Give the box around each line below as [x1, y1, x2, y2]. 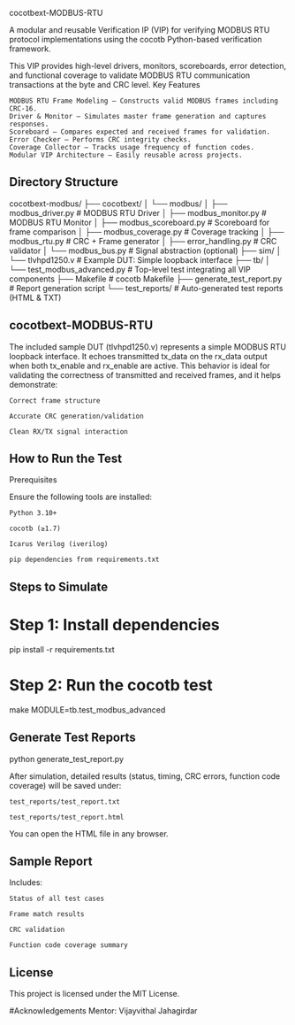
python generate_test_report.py [9, 753, 125, 764]
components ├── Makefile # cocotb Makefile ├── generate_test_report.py [9, 274, 283, 284]
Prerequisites [9, 474, 57, 485]
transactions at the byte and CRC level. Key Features [9, 80, 200, 89]
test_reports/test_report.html [9, 813, 125, 821]
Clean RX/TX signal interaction [9, 427, 128, 436]
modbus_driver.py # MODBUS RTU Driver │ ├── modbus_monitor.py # [9, 207, 267, 218]
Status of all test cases [9, 894, 104, 904]
